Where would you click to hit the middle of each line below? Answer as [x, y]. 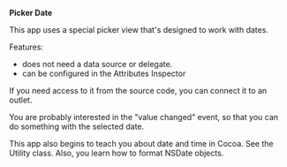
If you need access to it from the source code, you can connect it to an [138, 91]
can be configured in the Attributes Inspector [104, 73]
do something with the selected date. [77, 126]
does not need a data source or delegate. [97, 64]
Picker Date [31, 13]
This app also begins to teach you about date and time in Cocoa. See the [141, 144]
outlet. [21, 100]
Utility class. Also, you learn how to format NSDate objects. [117, 153]
